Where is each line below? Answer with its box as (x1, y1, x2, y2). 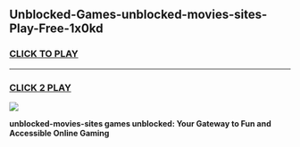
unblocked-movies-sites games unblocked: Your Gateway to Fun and (9, 118, 271, 128)
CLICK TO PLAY (9, 48, 79, 61)
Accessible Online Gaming (9, 127, 110, 138)
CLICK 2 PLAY (9, 81, 71, 94)
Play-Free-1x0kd (9, 21, 104, 37)
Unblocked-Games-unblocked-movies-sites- (9, 7, 268, 22)
